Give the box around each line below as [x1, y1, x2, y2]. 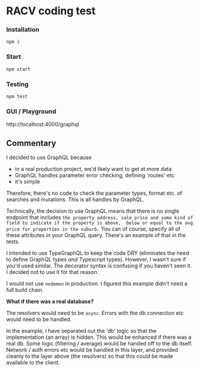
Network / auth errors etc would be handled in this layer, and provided [6, 347, 179, 354]
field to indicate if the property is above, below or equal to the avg [6, 220, 194, 226]
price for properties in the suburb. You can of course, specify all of [6, 225, 181, 233]
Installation [6, 26, 40, 34]
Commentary [6, 138, 57, 148]
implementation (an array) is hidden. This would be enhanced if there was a [6, 333, 192, 341]
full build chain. [6, 286, 44, 294]
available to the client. [6, 359, 60, 366]
